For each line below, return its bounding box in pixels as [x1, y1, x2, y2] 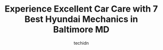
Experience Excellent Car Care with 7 [4, 3, 158, 15]
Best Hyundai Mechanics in [24, 14, 139, 25]
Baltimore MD [53, 24, 110, 35]
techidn [73, 40, 89, 46]
